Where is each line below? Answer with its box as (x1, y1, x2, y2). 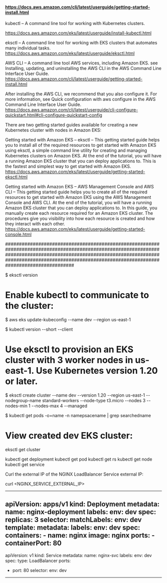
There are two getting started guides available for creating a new (5, 122, 138, 128)
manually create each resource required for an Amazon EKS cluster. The (5, 210, 153, 216)
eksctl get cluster (5, 447, 41, 453)
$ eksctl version (5, 272, 38, 278)
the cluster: (5, 300, 54, 312)
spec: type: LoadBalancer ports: (5, 558, 71, 564)
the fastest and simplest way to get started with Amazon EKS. (5, 163, 132, 169)
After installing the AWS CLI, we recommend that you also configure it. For (5, 91, 158, 97)
